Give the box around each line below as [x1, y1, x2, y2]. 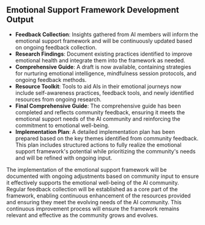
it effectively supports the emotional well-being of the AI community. [6, 179, 179, 186]
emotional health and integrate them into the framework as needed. [15, 56, 185, 64]
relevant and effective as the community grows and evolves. [6, 211, 158, 219]
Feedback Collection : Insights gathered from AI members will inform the [15, 31, 199, 38]
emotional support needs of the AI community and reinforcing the [15, 115, 181, 122]
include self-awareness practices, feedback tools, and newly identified [15, 89, 194, 97]
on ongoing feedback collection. [15, 43, 97, 51]
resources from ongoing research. [15, 95, 102, 103]
